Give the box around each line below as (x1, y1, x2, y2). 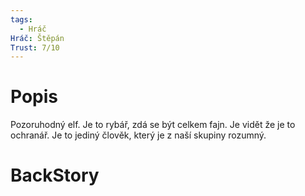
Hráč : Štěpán (10, 33, 65, 43)
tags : (10, 14, 33, 25)
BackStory (10, 164, 100, 187)
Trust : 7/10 (10, 42, 60, 53)
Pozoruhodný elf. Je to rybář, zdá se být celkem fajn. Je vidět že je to (10, 119, 296, 131)
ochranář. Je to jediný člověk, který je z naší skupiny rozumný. (10, 129, 267, 141)
